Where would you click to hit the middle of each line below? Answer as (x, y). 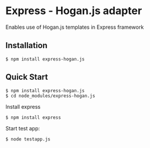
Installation (26, 46)
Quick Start (27, 77)
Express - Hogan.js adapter (74, 11)
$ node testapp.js (28, 139)
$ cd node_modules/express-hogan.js (50, 96)
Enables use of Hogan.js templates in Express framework (75, 27)
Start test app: (23, 128)
